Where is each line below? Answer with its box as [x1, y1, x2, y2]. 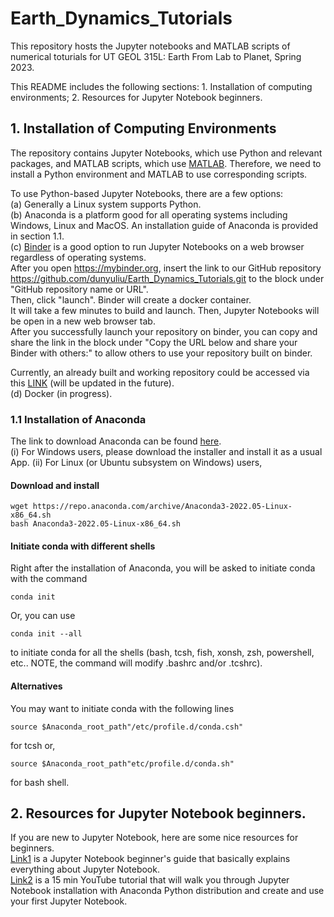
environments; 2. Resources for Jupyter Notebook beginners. [10, 91, 263, 103]
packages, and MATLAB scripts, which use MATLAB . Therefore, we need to [10, 157, 322, 169]
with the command [10, 573, 88, 585]
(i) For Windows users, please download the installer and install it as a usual [10, 446, 323, 458]
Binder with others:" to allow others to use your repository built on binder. [10, 347, 313, 359]
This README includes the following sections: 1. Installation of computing [10, 80, 313, 92]
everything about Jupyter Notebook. [10, 863, 160, 876]
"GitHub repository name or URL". [10, 283, 149, 295]
